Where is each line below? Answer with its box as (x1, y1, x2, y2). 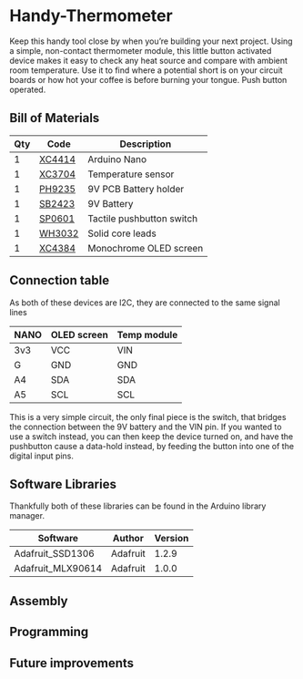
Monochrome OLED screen (87, 242, 204, 254)
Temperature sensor (87, 168, 175, 180)
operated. (9, 84, 46, 95)
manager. (9, 510, 45, 521)
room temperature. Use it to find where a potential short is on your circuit (9, 65, 284, 76)
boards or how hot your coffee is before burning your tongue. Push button (9, 74, 288, 85)
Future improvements (9, 655, 135, 671)
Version (154, 532, 189, 545)
